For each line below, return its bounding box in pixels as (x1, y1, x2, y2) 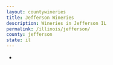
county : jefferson (6, 32, 53, 38)
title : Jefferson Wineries (6, 15, 74, 21)
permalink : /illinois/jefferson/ (6, 26, 91, 32)
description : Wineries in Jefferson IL (6, 20, 107, 26)
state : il (6, 37, 31, 43)
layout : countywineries (6, 9, 66, 15)
